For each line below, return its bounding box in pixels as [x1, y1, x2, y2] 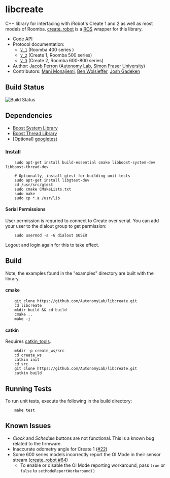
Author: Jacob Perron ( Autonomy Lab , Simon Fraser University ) [12, 63, 146, 69]
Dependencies [5, 111, 52, 120]
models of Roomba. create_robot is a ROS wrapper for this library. [5, 25, 143, 32]
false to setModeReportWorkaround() [20, 467, 95, 473]
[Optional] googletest [12, 136, 57, 142]
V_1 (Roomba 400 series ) [20, 46, 75, 52]
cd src [14, 362, 28, 367]
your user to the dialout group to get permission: [5, 223, 107, 229]
